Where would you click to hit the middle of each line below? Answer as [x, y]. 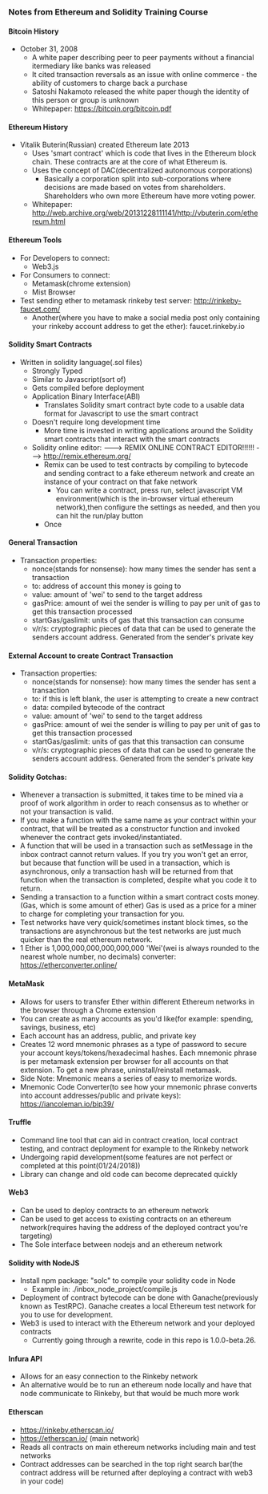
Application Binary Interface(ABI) [86, 396]
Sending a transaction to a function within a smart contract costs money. [140, 897]
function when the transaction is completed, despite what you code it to [138, 880]
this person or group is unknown [85, 100]
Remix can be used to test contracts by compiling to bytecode [146, 465]
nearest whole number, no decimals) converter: [98, 956]
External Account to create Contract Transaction [91, 656]
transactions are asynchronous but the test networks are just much [130, 931]
